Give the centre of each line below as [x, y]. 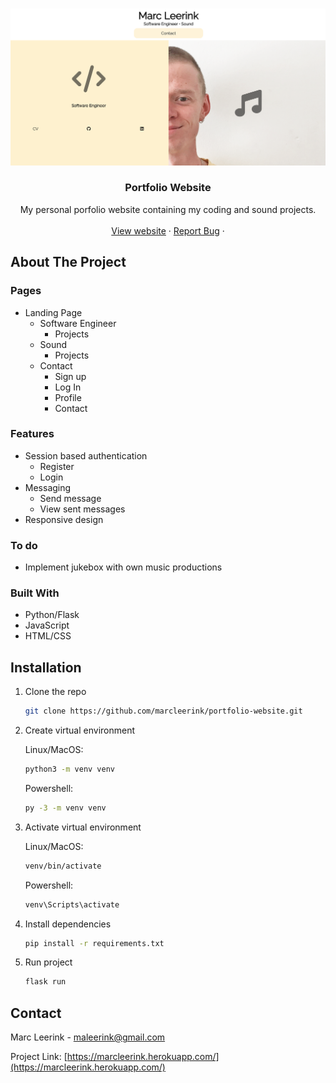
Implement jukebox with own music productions [123, 567]
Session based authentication [86, 455]
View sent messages [82, 509]
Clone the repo [55, 692]
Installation [46, 667]
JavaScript [47, 625]
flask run [45, 982]
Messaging [48, 487]
